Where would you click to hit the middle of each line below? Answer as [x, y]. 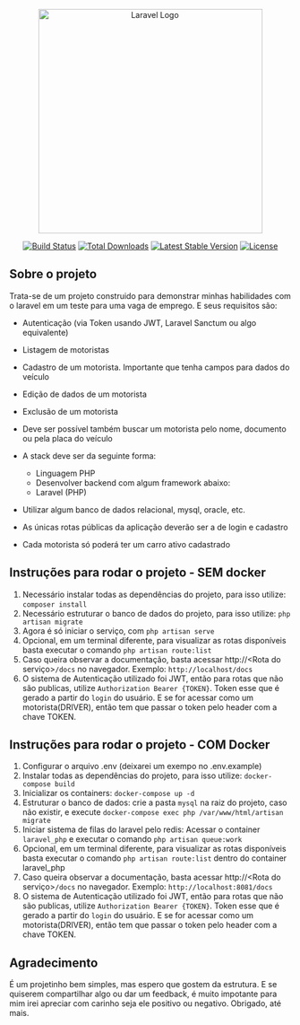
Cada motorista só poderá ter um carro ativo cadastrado [126, 544]
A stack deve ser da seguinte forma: [89, 456]
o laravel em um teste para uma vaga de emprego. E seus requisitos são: [143, 305]
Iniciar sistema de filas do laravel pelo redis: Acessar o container [141, 829]
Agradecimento [54, 963]
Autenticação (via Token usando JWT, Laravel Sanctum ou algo [139, 322]
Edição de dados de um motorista [85, 394]
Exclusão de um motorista [70, 411]
